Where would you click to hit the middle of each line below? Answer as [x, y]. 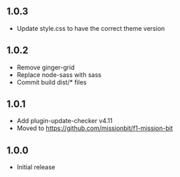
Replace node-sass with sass [59, 75]
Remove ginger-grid [46, 67]
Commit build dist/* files [51, 82]
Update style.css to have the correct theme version [91, 28]
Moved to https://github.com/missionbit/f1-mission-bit [95, 128]
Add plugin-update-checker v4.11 [64, 121]
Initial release [36, 167]
